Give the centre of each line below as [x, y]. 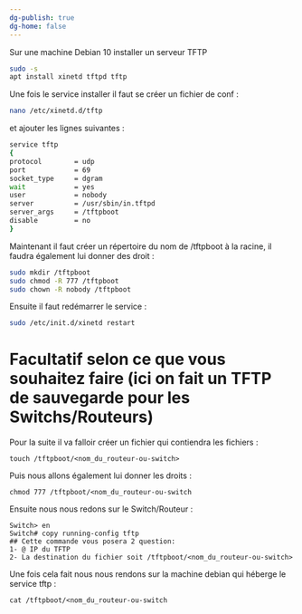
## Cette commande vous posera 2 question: [93, 542]
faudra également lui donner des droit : [82, 255]
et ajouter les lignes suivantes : [67, 129]
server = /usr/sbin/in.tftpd [82, 204]
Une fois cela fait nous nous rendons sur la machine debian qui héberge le [148, 574]
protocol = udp [52, 161]
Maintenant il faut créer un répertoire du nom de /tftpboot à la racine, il [141, 246]
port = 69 [50, 170]
